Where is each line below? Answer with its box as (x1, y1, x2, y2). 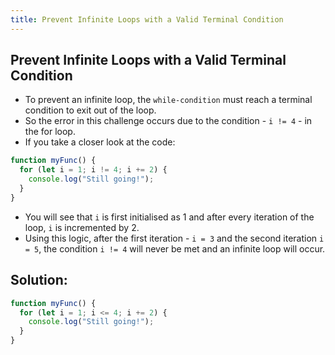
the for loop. (24, 126, 76, 138)
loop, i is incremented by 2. (24, 221, 140, 233)
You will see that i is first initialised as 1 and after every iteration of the (24, 211, 315, 223)
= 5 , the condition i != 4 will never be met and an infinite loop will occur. (24, 242, 326, 255)
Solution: (10, 272, 68, 289)
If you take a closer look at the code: (24, 136, 176, 148)
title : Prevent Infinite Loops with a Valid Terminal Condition (10, 14, 284, 25)
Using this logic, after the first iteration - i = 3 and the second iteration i (24, 232, 325, 244)
